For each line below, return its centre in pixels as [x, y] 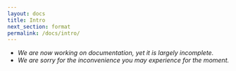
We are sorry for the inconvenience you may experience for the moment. [123, 61]
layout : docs [26, 14]
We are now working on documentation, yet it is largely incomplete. [116, 53]
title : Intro [26, 20]
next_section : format [39, 26]
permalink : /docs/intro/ [44, 33]
